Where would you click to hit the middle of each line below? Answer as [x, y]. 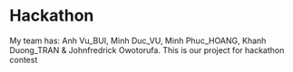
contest [24, 59]
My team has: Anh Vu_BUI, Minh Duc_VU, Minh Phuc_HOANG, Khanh [138, 40]
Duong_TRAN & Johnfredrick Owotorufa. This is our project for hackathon [147, 49]
